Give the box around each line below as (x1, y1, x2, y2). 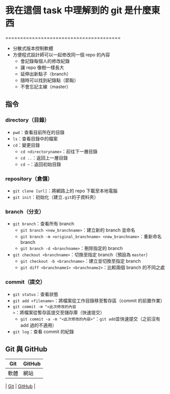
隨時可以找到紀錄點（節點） (20, 77, 79, 83)
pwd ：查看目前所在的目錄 (12, 129, 65, 135)
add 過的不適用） (20, 322, 57, 328)
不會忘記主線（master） (20, 83, 71, 89)
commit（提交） (5, 279, 46, 286)
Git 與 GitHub (5, 344, 47, 353)
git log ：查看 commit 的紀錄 (12, 328, 74, 335)
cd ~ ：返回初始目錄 (20, 161, 61, 167)
